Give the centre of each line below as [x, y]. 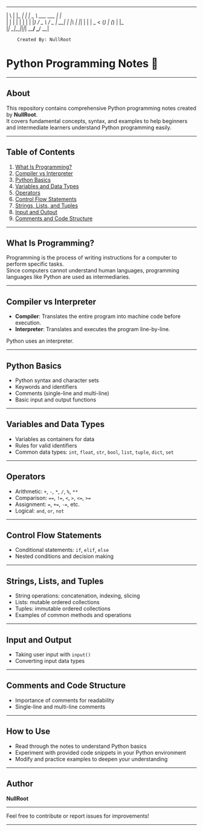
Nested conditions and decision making [64, 556]
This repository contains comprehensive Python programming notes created [101, 108]
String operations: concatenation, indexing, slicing [77, 596]
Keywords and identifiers [46, 387]
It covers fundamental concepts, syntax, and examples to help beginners [97, 121]
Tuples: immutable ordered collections [63, 609]
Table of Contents [41, 152]
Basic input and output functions [56, 400]
